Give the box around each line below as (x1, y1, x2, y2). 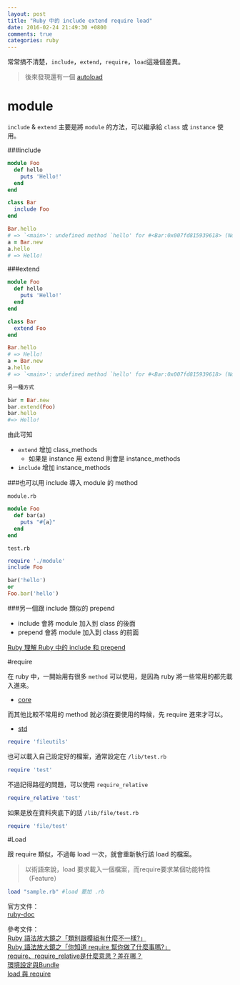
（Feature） (24, 874, 61, 883)
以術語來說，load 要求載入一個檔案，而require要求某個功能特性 (24, 865, 211, 874)
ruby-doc (7, 910, 35, 919)
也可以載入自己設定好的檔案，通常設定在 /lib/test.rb (7, 751, 166, 761)
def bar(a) (14, 512, 46, 519)
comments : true (7, 30, 53, 38)
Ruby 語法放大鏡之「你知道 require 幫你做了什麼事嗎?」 (7, 943, 171, 951)
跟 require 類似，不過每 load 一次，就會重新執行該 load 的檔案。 (7, 850, 196, 859)
